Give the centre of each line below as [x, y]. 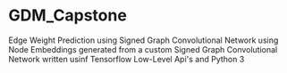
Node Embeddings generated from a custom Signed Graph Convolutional [143, 49]
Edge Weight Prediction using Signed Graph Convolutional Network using [143, 40]
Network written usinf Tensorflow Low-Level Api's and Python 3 [127, 59]
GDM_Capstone [68, 16]
